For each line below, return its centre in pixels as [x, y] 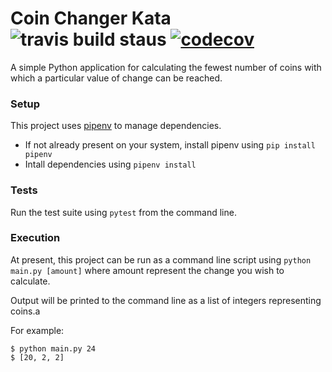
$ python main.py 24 [53, 348]
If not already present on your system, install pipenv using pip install [170, 145]
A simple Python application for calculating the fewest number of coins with [166, 67]
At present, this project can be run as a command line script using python [161, 259]
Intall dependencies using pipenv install [110, 164]
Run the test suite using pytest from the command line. [123, 212]
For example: [37, 330]
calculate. [30, 281]
